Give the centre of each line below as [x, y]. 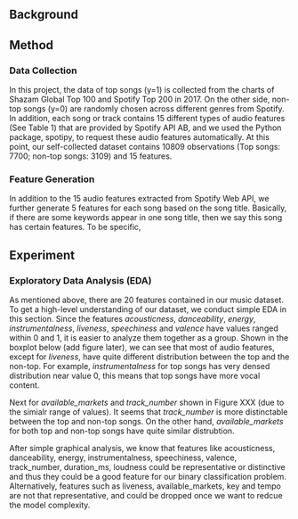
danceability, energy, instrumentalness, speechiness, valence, [123, 457]
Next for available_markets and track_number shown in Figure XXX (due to [147, 403]
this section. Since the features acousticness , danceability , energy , [133, 319]
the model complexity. [50, 505]
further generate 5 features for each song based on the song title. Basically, [148, 208]
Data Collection [43, 70]
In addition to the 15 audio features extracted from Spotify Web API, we [139, 199]
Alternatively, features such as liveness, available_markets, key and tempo [145, 486]
